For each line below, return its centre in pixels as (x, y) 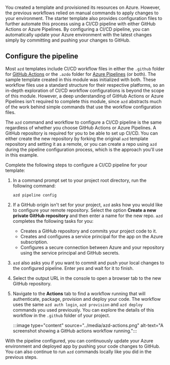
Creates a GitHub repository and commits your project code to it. (89, 231)
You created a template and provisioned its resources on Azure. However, (83, 7)
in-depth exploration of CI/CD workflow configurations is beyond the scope (85, 90)
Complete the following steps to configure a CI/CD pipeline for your (76, 165)
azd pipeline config (35, 195)
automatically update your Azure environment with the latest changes (79, 35)
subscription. (34, 242)
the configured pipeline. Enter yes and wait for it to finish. (73, 268)
